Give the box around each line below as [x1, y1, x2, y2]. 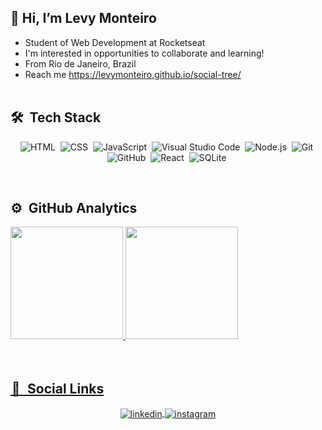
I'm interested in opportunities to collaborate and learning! [24, 47, 265, 59]
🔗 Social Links [11, 380, 105, 397]
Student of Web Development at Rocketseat [24, 36, 206, 48]
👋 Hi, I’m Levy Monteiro [10, 10, 157, 27]
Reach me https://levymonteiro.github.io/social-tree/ [24, 68, 242, 80]
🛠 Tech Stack [10, 109, 102, 126]
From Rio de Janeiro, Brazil [24, 57, 137, 70]
